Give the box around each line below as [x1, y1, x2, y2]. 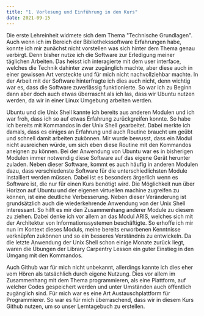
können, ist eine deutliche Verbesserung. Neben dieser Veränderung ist [6, 193, 186, 200]
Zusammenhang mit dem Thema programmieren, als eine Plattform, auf [6, 276, 186, 284]
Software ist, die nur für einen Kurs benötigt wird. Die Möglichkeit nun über [6, 180, 195, 187]
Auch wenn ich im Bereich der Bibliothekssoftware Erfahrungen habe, [6, 38, 182, 45]
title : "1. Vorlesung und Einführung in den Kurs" [6, 9, 138, 15]
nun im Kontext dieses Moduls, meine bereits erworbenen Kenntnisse [6, 225, 181, 233]
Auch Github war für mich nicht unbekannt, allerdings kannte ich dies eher [6, 263, 194, 271]
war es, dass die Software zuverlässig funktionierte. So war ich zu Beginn [6, 83, 192, 91]
